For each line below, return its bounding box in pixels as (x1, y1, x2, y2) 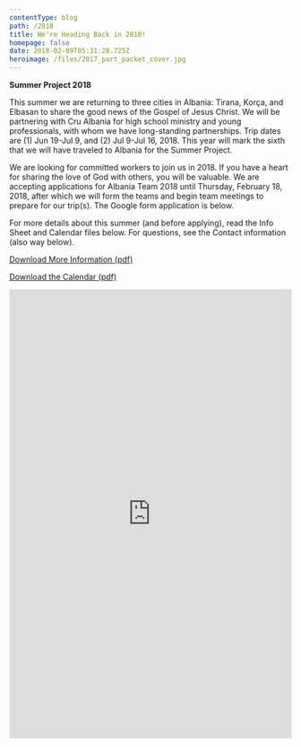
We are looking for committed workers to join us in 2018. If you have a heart (9, 163, 288, 172)
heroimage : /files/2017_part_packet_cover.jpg (9, 55, 186, 64)
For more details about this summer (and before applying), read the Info (9, 217, 274, 228)
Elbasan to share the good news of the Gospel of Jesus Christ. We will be (9, 107, 280, 117)
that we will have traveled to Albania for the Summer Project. (9, 145, 233, 155)
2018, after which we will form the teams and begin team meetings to (9, 190, 264, 201)
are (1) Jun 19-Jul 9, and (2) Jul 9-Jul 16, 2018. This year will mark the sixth (9, 136, 285, 145)
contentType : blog (9, 13, 78, 22)
